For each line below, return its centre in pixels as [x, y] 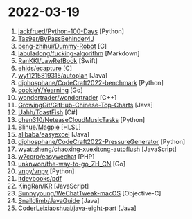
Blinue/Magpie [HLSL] [50, 127]
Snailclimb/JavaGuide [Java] [59, 200]
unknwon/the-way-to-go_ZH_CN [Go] [72, 164]
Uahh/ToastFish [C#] [48, 112]
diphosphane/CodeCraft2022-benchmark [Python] [90, 82]
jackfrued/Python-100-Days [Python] [71, 31]
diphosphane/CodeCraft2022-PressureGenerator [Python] [102, 141]
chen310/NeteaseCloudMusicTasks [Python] [81, 119]
